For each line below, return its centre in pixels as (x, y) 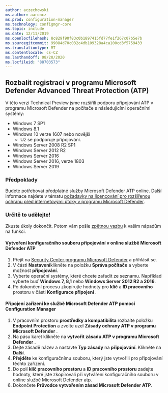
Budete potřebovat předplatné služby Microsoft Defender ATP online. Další (83, 191)
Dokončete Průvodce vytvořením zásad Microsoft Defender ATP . (82, 385)
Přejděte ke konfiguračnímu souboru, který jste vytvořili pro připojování (88, 358)
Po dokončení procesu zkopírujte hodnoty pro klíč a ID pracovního (83, 286)
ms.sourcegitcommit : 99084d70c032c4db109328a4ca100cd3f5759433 (74, 43)
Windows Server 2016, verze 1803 (49, 161)
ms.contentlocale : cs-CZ (32, 52)
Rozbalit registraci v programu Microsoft (71, 83)
